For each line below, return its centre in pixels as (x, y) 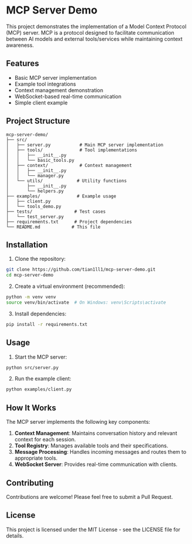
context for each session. (45, 440)
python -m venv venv (31, 297)
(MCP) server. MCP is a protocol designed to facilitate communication (90, 32)
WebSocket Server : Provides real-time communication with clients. (96, 464)
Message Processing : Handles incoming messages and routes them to (100, 452)
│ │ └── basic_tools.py (40, 160)
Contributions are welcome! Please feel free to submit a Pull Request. (90, 497)
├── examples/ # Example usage (61, 196)
